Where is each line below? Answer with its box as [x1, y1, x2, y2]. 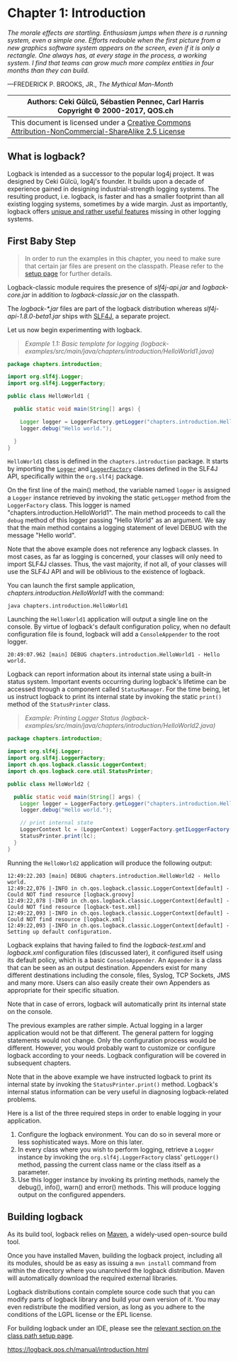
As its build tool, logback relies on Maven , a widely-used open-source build [7, 1230, 228, 1238]
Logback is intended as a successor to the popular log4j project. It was [7, 169, 215, 178]
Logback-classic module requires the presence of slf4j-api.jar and [7, 282, 200, 292]
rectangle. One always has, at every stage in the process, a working [7, 51, 208, 60]
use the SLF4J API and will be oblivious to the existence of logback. [7, 568, 205, 576]
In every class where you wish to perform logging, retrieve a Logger [17, 1145, 215, 1154]
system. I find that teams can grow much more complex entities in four [7, 58, 214, 67]
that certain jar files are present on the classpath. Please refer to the [24, 261, 224, 270]
